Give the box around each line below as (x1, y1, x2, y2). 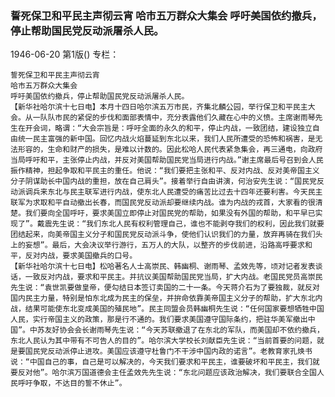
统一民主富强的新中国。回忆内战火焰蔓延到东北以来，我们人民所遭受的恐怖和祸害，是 (17, 134, 316, 144)
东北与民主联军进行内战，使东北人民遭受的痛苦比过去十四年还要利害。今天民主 (47, 187, 323, 197)
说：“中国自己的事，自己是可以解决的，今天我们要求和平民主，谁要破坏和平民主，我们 (10, 357, 313, 367)
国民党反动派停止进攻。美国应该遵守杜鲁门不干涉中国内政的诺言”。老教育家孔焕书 (24, 347, 313, 357)
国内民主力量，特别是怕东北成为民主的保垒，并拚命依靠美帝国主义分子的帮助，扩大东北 (10, 293, 316, 304)
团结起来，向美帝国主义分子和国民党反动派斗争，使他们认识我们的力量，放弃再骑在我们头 (10, 230, 323, 240)
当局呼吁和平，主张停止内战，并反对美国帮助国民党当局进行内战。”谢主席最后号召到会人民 (10, 155, 324, 166)
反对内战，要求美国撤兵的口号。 (24, 251, 138, 261)
